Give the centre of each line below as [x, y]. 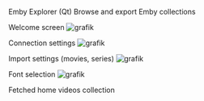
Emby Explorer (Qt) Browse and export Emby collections [102, 12]
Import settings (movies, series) [62, 59]
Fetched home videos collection [62, 90]
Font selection [32, 74]
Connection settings [42, 43]
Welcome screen [36, 27]
